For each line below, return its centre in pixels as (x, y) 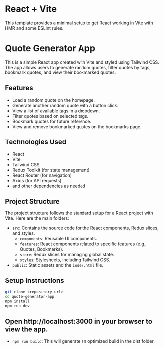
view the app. (27, 329)
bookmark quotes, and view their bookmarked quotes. (61, 72)
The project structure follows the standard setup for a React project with (79, 213)
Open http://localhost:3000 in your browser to (79, 321)
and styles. (24, 233)
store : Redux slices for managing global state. (67, 255)
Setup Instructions (35, 281)
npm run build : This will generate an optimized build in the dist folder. (83, 341)
